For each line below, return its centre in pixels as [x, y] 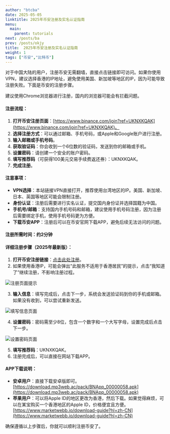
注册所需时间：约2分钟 [29, 235]
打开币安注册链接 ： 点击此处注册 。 [48, 259]
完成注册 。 [24, 165]
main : [16, 29]
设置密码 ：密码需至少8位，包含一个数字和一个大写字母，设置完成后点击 [87, 322]
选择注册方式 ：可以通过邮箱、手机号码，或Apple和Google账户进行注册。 [89, 133]
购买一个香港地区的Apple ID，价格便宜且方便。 [79, 404]
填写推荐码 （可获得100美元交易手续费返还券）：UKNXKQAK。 [77, 159]
